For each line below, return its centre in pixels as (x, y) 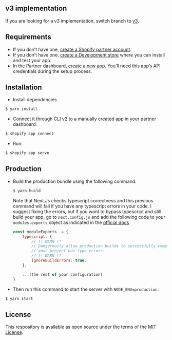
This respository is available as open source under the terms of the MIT (81, 327)
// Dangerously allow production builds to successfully (93, 246)
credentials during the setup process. (52, 71)
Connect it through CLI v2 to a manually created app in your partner (84, 119)
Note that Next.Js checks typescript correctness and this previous (83, 200)
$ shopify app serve (27, 153)
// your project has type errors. (68, 251)
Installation (24, 88)
